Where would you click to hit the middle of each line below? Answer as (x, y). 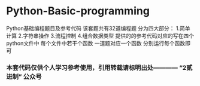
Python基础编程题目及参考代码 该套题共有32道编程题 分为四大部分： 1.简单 (98, 28)
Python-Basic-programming (78, 11)
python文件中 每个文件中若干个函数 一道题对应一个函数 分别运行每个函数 (96, 43)
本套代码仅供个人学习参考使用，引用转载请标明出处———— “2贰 (99, 67)
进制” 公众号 (24, 76)
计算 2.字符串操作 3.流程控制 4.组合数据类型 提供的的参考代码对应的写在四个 (100, 36)
